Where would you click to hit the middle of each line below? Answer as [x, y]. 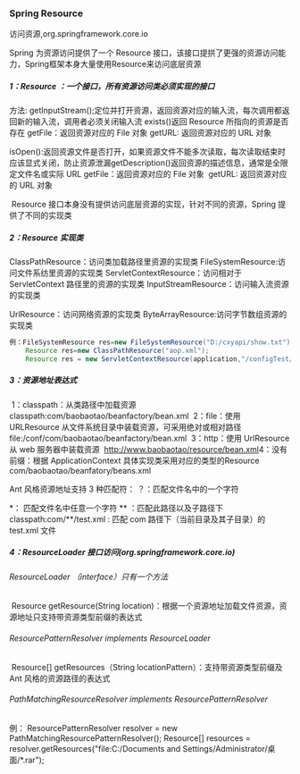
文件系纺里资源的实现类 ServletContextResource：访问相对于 [129, 273]
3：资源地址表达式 [43, 380]
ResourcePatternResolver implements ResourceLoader [110, 638]
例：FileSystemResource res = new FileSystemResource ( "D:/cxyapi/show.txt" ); [152, 342]
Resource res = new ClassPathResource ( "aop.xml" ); [117, 351]
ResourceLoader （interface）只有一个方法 [88, 576]
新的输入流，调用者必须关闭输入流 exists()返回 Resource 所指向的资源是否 [153, 122]
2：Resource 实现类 [46, 237]
